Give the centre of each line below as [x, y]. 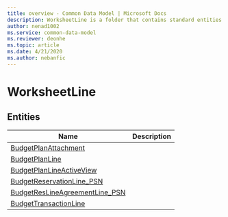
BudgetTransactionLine [48, 203]
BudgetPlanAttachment [48, 148]
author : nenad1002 [33, 26]
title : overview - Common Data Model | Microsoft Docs [87, 13]
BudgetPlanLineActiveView [54, 170]
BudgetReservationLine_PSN [57, 181]
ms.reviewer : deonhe [37, 39]
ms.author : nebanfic [37, 58]
